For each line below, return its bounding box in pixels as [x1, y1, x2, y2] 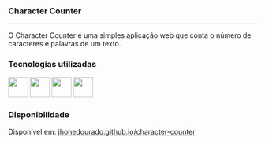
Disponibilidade [8, 109, 69, 120]
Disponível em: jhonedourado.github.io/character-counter [8, 127, 196, 136]
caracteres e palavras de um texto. [8, 39, 121, 49]
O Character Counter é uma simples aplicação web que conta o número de [8, 31, 252, 40]
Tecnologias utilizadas [8, 59, 97, 70]
